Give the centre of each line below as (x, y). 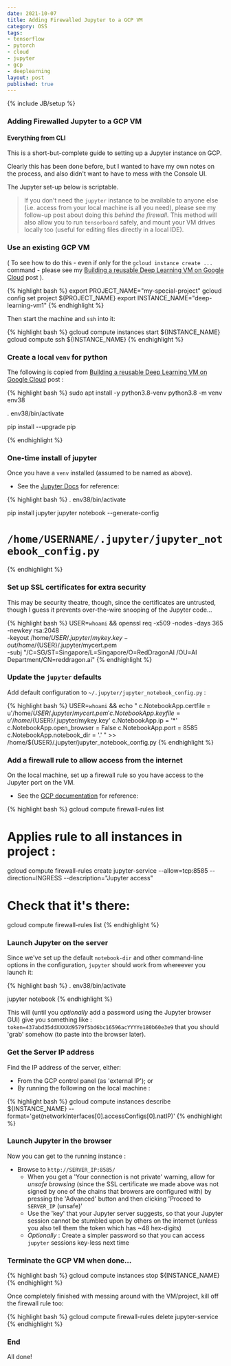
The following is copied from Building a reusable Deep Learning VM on (107, 372)
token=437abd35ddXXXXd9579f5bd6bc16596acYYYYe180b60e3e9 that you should (113, 1027)
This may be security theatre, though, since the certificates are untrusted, (112, 602)
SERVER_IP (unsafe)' (55, 1205)
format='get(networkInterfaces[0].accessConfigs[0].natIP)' (91, 1116)
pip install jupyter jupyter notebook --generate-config (83, 513)
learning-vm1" (27, 305)
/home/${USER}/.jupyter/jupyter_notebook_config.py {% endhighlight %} (111, 742)
